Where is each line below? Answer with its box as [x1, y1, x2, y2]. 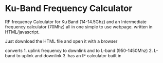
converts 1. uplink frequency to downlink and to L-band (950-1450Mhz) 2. [5, 48, 153, 53]
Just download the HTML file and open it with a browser [5, 38, 118, 44]
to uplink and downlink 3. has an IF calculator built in [16, 52, 122, 58]
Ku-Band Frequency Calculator [5, 3, 132, 14]
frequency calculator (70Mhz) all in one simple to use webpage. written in [5, 24, 153, 29]
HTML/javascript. [5, 29, 40, 35]
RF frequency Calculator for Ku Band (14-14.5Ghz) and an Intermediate [5, 19, 147, 25]
